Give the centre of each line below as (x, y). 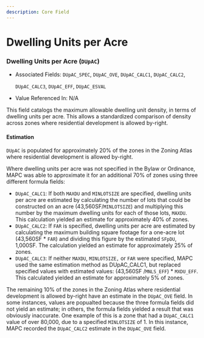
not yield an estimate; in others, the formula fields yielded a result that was (100, 309)
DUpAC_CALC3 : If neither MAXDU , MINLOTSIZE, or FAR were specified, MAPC (104, 258)
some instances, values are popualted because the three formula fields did (100, 303)
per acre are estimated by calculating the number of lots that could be (103, 200)
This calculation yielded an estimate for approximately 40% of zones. (102, 220)
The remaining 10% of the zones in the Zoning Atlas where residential (93, 290)
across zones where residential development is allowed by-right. (87, 123)
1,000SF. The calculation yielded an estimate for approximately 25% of (104, 245)
